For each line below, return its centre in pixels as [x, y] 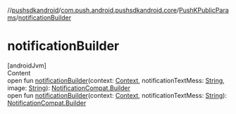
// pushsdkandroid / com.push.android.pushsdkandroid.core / [93, 10]
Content [19, 72]
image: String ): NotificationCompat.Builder [69, 88]
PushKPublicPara [204, 10]
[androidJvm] [27, 65]
